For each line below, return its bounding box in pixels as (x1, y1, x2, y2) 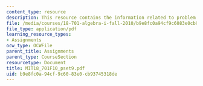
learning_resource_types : (6, 31, 71, 38)
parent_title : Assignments (6, 48, 74, 55)
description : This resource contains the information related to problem (6, 15, 196, 21)
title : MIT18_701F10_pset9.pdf (6, 65, 85, 71)
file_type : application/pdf (6, 25, 77, 32)
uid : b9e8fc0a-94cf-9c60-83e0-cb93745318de (6, 71, 118, 77)
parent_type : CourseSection (6, 54, 77, 60)
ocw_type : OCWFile (6, 43, 53, 49)
